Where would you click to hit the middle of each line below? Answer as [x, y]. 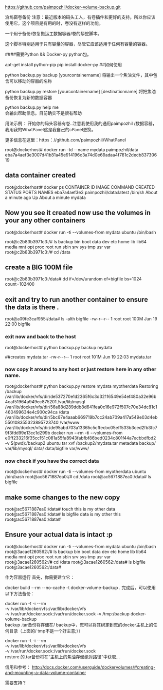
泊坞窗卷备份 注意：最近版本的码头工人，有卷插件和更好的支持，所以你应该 [80, 17]
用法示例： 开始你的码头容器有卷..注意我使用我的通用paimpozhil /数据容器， [81, 123]
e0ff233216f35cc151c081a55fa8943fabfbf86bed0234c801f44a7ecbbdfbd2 [81, 438]
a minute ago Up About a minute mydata [45, 197]
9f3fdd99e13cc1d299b [28, 433]
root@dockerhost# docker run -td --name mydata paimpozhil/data [72, 150]
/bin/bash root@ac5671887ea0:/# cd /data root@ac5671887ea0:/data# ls [78, 477]
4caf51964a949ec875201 [31, 401]
